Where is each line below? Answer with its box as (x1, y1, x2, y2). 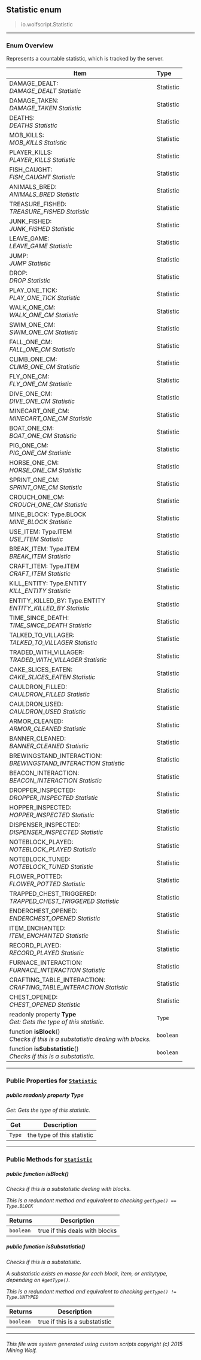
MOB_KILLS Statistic (9, 139, 67, 147)
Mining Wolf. (6, 1347, 37, 1354)
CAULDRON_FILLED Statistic (9, 690, 90, 699)
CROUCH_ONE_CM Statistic (9, 501, 88, 509)
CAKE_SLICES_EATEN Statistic (9, 673, 96, 681)
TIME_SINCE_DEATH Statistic (9, 621, 92, 630)
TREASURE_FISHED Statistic (9, 207, 90, 216)
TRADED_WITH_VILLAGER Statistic (9, 656, 107, 664)
